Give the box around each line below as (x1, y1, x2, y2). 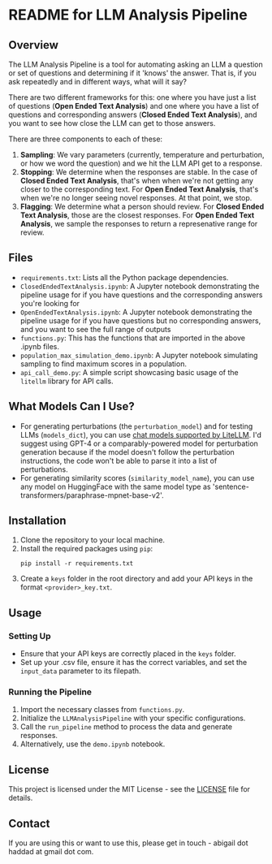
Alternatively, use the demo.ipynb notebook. (19, 739, 166, 749)
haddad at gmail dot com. (8, 847, 94, 857)
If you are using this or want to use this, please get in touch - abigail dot (8, 838, 249, 848)
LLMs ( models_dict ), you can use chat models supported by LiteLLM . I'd (19, 430, 262, 439)
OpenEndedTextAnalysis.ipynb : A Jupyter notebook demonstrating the (19, 307, 253, 317)
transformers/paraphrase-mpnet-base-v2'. (19, 490, 164, 500)
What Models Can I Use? (8, 400, 136, 413)
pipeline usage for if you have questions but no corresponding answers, (19, 315, 261, 326)
